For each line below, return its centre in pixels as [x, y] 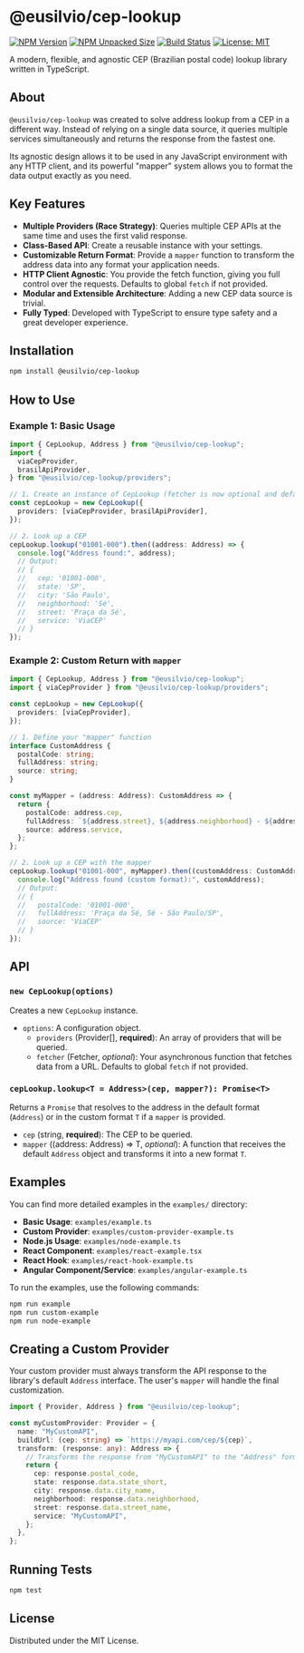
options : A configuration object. [82, 1027]
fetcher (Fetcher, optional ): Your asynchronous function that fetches [164, 1056]
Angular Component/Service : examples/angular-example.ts [135, 1269]
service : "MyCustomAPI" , [80, 1516]
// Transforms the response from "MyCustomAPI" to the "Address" [152, 1457]
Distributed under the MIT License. [74, 1640]
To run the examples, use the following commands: [104, 1287]
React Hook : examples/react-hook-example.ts [108, 1260]
